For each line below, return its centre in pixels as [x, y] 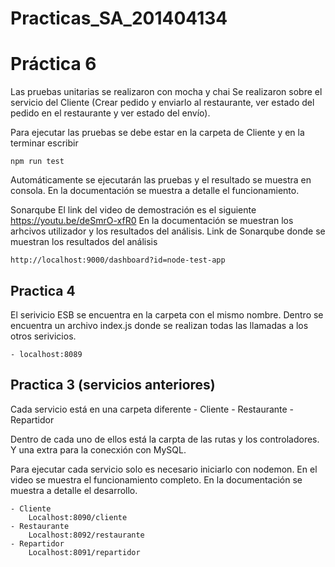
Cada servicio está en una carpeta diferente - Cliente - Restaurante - [152, 409]
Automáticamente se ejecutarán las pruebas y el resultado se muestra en [161, 180]
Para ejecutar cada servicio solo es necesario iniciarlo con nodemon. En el [164, 469]
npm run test [37, 162]
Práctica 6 [53, 64]
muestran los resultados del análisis [84, 242]
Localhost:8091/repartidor [84, 552]
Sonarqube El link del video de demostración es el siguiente [133, 210]
